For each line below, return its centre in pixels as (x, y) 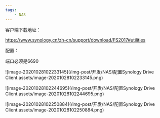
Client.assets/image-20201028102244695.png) (55, 94)
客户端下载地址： (23, 30)
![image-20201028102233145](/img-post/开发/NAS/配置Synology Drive (80, 72)
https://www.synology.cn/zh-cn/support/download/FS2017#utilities (75, 40)
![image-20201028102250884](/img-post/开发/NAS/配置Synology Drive (80, 104)
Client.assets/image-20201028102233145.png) (54, 77)
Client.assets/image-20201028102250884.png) (55, 110)
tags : (11, 10)
